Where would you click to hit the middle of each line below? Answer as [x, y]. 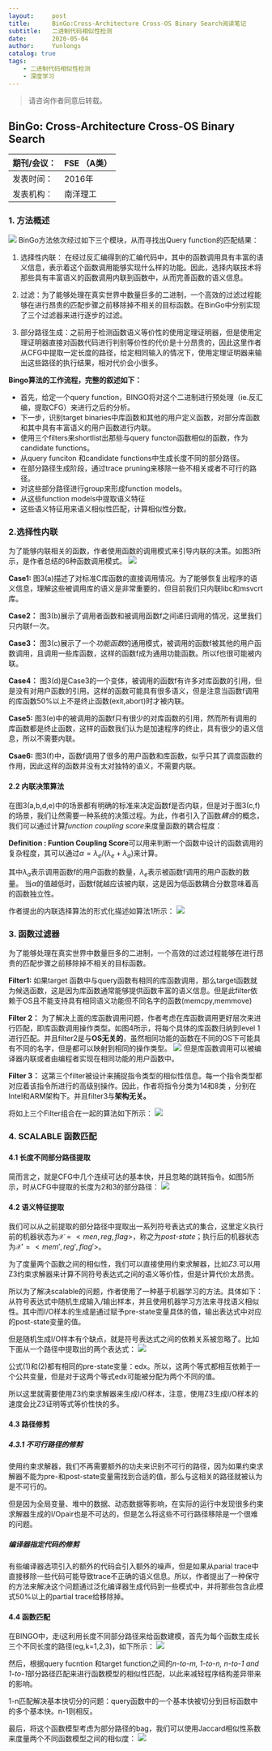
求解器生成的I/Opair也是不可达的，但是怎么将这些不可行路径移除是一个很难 [133, 1514]
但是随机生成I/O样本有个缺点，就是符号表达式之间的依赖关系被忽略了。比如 [134, 1339]
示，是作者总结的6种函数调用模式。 [68, 561]
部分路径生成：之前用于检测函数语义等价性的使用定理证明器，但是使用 [137, 332]
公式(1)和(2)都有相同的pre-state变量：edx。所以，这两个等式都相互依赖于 [131, 1366]
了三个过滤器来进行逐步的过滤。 [73, 315]
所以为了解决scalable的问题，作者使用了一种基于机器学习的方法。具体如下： [136, 1292]
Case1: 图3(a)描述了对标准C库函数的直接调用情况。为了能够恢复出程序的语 [133, 579]
